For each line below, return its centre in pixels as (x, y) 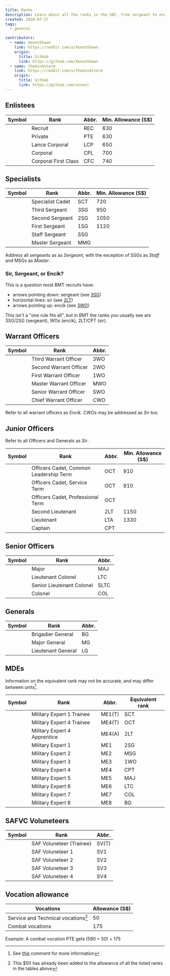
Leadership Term (52, 474)
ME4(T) (110, 723)
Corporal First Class (55, 161)
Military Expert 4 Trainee (60, 723)
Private (40, 136)
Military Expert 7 (51, 794)
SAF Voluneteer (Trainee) (61, 844)
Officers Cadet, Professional (65, 497)
